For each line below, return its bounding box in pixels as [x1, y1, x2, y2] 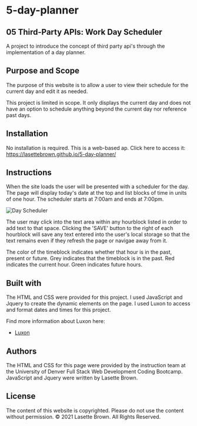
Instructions [6, 168, 52, 178]
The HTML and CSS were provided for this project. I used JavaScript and [6, 294, 183, 301]
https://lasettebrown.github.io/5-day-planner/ [6, 151, 116, 158]
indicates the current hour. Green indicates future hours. [6, 261, 143, 268]
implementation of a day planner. [6, 49, 86, 56]
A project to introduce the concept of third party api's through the [6, 42, 165, 49]
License [6, 391, 36, 401]
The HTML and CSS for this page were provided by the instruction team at [6, 362, 186, 369]
